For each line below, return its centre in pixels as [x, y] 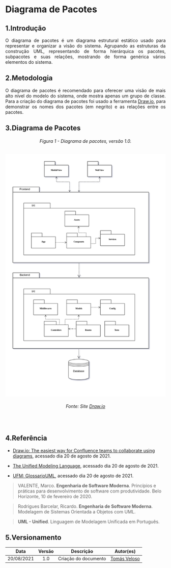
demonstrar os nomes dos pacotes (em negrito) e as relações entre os [85, 107]
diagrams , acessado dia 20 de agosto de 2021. [62, 456]
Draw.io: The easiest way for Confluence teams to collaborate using [84, 450]
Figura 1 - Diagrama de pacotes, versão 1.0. [85, 141]
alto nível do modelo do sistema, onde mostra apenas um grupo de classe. [85, 96]
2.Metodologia [29, 78]
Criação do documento [82, 559]
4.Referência [26, 438]
